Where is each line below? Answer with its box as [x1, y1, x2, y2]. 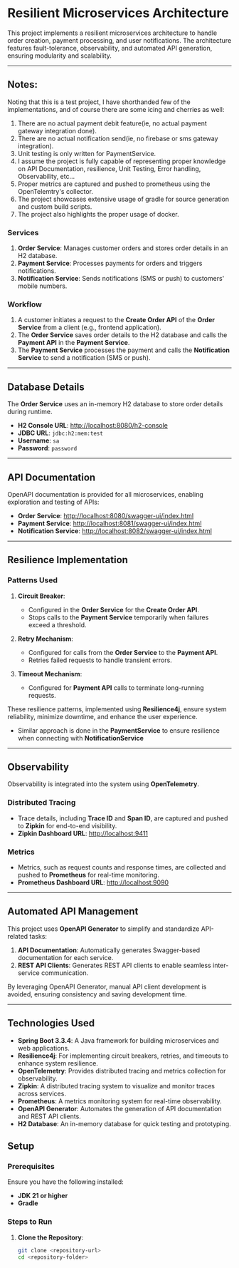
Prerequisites [7, 1162, 55, 1171]
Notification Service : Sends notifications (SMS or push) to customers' [17, 274, 225, 283]
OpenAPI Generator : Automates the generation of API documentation [17, 1104, 222, 1113]
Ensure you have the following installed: [7, 1177, 124, 1186]
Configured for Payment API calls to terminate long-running [28, 683, 204, 692]
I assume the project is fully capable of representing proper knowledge [17, 157, 226, 165]
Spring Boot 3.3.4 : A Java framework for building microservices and [17, 1036, 219, 1045]
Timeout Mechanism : [17, 669, 83, 678]
